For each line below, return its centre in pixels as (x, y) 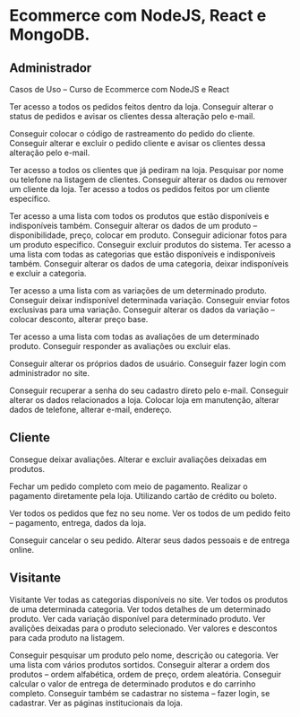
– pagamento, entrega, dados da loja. (78, 522)
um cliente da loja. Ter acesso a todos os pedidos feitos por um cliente (140, 189)
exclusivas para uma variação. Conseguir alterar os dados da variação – (142, 310)
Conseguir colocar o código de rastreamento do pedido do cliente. (132, 134)
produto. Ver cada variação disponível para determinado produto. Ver (137, 618)
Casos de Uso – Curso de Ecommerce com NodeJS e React (120, 89)
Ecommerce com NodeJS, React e (138, 16)
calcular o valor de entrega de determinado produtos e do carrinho (133, 684)
